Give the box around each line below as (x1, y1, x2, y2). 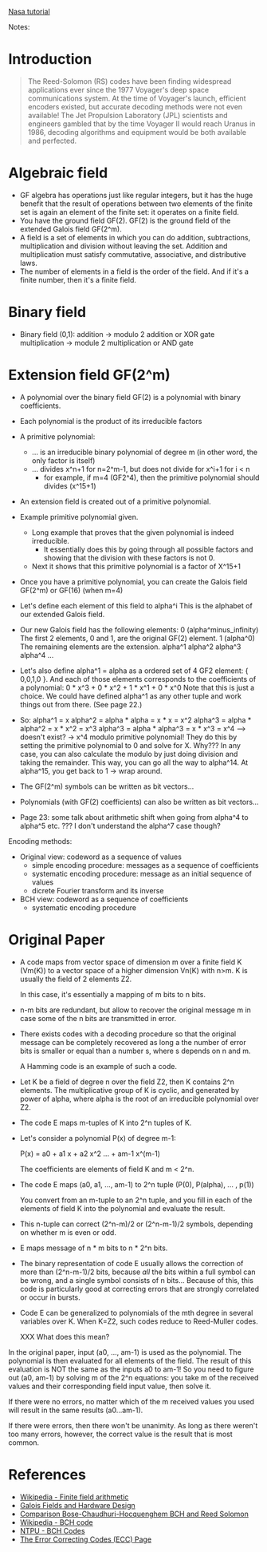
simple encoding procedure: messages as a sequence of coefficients (31, 860, 259, 869)
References (8, 1465, 86, 1483)
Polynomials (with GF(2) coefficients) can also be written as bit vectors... (19, 797, 259, 806)
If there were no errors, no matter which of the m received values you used (8, 1396, 255, 1406)
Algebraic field (8, 164, 108, 182)
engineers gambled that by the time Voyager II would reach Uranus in (27, 119, 256, 129)
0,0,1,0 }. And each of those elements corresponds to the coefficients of (19, 674, 257, 683)
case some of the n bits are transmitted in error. (19, 1013, 177, 1023)
